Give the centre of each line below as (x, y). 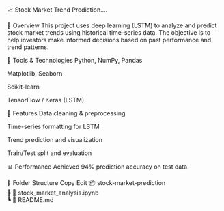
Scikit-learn (23, 87)
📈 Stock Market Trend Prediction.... (57, 10)
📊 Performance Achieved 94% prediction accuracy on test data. (98, 167)
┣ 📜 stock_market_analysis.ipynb (53, 193)
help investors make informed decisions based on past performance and (109, 40)
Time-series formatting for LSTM (54, 126)
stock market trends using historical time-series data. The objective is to (109, 32)
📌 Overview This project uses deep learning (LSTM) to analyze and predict (112, 25)
